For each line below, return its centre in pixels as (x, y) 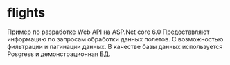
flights (26, 13)
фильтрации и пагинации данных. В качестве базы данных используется (115, 46)
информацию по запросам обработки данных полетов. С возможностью (115, 39)
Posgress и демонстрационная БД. (59, 54)
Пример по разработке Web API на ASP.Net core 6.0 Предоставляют (108, 32)
